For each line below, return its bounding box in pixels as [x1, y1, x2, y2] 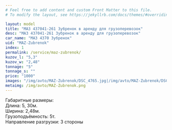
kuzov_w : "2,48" [5, 59, 40, 64]
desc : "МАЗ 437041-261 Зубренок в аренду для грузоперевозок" [5, 31, 141, 36]
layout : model [5, 21, 36, 27]
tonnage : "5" [5, 64, 33, 69]
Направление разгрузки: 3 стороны [5, 118, 83, 125]
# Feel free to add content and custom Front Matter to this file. [5, 7, 153, 13]
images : [5, 79, 22, 84]
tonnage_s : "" [5, 69, 36, 74]
